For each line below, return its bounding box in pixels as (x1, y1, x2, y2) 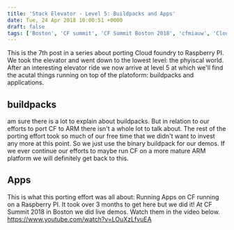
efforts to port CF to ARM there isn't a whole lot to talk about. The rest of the (7, 125, 226, 133)
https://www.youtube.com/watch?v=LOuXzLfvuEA (7, 215, 152, 223)
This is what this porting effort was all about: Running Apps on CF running (7, 192, 219, 201)
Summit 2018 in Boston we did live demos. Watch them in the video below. (7, 207, 221, 216)
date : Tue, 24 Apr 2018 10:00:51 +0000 (7, 17, 123, 24)
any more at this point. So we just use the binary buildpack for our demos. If (7, 139, 225, 148)
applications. (7, 78, 44, 87)
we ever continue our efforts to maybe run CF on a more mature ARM (7, 147, 206, 155)
